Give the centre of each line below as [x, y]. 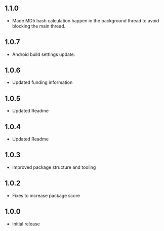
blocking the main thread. [39, 26]
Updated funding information [42, 82]
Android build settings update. [44, 54]
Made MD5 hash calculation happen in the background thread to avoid [86, 20]
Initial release [26, 224]
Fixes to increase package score [46, 195]
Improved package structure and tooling [54, 167]
